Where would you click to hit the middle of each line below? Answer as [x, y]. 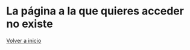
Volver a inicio [24, 40]
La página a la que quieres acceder [95, 11]
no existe [30, 24]
